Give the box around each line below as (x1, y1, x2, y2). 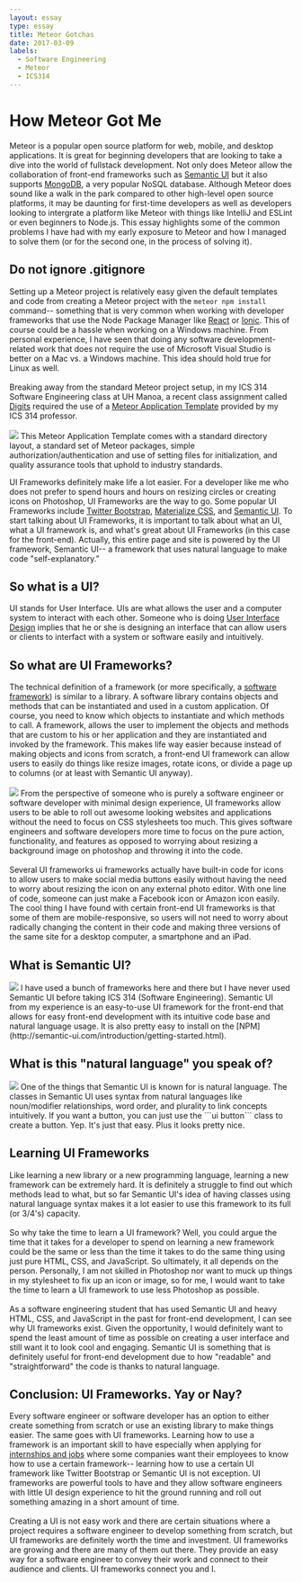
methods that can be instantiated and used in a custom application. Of (9, 701, 270, 712)
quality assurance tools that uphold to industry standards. (9, 459, 223, 470)
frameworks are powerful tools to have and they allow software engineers (9, 1478, 283, 1489)
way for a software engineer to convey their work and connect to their (9, 1554, 269, 1565)
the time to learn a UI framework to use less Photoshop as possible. (9, 1284, 260, 1295)
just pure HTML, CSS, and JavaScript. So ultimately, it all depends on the (9, 1255, 279, 1266)
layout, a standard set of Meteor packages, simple (9, 440, 195, 451)
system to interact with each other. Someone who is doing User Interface (9, 613, 280, 624)
